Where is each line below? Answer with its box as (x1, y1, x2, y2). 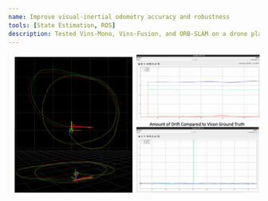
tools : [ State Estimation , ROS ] (8, 21, 116, 30)
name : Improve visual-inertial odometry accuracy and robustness (8, 13, 230, 21)
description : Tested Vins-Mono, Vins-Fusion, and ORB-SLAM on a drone (8, 30, 248, 37)
